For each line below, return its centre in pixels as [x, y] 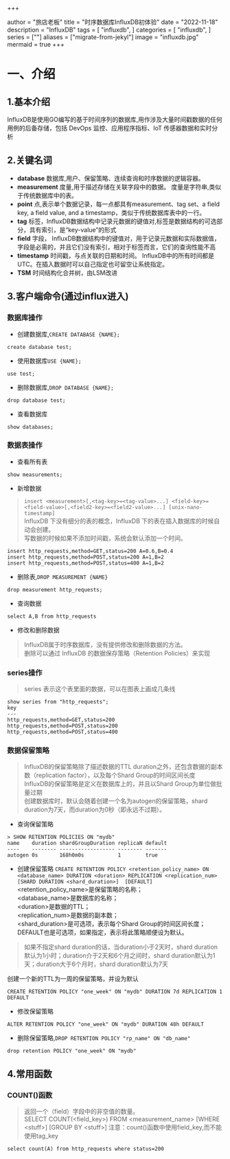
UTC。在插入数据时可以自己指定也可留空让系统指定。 [93, 264]
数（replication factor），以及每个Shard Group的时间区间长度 [110, 775]
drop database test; [37, 400]
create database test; [39, 347]
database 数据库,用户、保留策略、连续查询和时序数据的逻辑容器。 [111, 178]
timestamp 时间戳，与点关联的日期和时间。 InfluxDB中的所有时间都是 [116, 256]
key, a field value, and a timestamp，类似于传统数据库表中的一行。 [111, 212]
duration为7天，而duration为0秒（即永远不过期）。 [95, 810]
